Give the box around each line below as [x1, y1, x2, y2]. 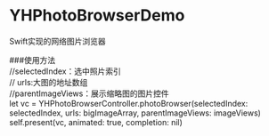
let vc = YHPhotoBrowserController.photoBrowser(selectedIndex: [9, 98, 249, 108]
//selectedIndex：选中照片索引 [9, 66, 122, 76]
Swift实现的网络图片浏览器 [9, 36, 107, 46]
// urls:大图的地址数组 [9, 76, 88, 87]
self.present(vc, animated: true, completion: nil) [9, 116, 183, 127]
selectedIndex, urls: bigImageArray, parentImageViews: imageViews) [9, 108, 261, 118]
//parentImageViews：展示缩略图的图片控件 [9, 88, 169, 99]
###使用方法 [9, 54, 56, 65]
